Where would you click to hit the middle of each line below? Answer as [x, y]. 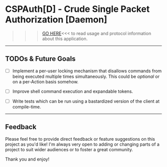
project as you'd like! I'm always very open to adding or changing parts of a [83, 144]
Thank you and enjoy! [27, 159]
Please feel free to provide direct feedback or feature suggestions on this [80, 139]
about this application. [65, 39]
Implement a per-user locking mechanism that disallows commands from [87, 71]
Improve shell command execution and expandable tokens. [73, 91]
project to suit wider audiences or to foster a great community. [69, 149]
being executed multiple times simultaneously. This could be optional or [86, 76]
